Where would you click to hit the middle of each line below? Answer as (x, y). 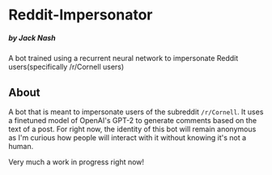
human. (21, 146)
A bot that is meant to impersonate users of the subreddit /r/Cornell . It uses (136, 112)
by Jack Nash (32, 37)
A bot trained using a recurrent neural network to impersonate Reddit (123, 58)
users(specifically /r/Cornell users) (66, 67)
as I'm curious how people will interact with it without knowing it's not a (127, 137)
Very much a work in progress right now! (76, 162)
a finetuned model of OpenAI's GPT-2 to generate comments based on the (133, 120)
